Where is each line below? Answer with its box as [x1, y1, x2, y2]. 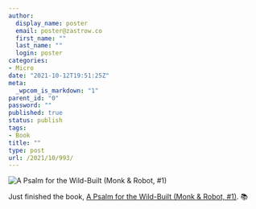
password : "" [8, 101, 52, 109]
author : [8, 11, 35, 20]
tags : [8, 124, 27, 132]
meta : [8, 79, 27, 87]
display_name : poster [15, 19, 89, 27]
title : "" [8, 138, 42, 147]
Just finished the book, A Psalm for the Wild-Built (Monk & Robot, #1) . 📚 [8, 192, 249, 202]
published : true [8, 109, 63, 117]
